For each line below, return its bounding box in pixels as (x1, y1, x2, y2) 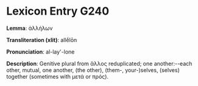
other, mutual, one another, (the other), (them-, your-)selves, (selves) (6, 66, 180, 74)
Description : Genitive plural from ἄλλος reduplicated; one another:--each (6, 60, 193, 67)
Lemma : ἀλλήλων (6, 24, 53, 32)
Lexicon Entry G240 (6, 4, 110, 18)
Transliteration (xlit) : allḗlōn (6, 36, 77, 43)
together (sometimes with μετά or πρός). (6, 73, 108, 80)
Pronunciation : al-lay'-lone (6, 48, 75, 56)
